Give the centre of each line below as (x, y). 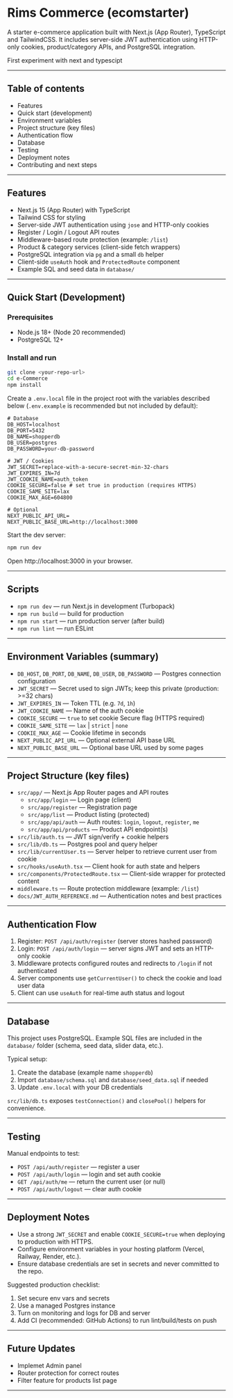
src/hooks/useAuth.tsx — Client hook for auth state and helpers (109, 866)
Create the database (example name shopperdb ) (85, 1072)
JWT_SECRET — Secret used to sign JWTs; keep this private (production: (118, 688)
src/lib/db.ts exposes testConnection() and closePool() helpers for (106, 1101)
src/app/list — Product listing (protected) (89, 815)
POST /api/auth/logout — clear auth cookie (79, 1189)
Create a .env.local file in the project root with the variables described (109, 399)
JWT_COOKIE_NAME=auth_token (48, 479)
